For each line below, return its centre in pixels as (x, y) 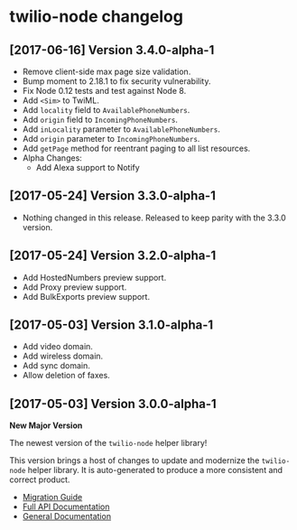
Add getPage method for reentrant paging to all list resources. (136, 148)
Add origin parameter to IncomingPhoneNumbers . (111, 139)
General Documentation (66, 516)
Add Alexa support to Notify (88, 167)
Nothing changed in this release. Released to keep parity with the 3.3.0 (154, 218)
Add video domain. (57, 347)
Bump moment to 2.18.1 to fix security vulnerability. (116, 81)
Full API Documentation (66, 507)
